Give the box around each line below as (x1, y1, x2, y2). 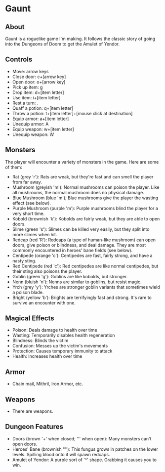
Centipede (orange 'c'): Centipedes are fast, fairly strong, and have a (12, 253, 153, 258)
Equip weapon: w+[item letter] (12, 126, 74, 132)
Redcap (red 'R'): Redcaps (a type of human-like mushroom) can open (12, 237, 156, 243)
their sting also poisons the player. (12, 268, 82, 274)
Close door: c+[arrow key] (12, 74, 66, 80)
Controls (5, 55, 33, 64)
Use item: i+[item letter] (12, 94, 61, 100)
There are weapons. (12, 408, 53, 414)
